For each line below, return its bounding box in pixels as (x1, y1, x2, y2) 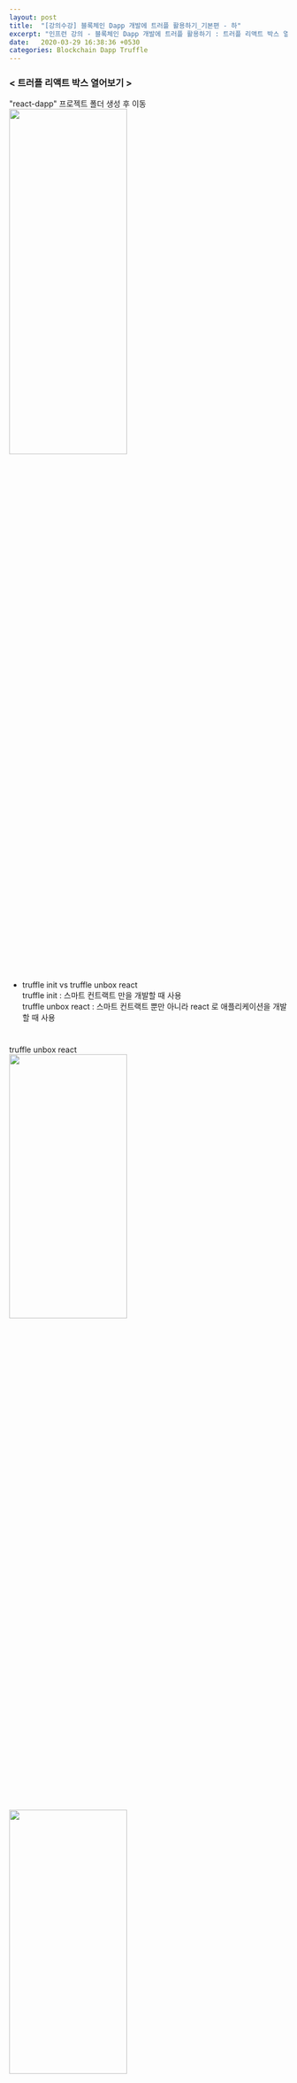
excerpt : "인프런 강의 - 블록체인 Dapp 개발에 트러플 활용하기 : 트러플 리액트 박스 (9, 29, 280, 38)
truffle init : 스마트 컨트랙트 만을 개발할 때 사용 (21, 990, 182, 1001)
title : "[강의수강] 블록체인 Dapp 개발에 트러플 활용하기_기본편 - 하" (9, 21, 241, 30)
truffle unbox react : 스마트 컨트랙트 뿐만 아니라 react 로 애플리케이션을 (21, 1002, 271, 1012)
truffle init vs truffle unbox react (21, 980, 138, 990)
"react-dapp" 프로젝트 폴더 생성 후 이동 (9, 98, 147, 109)
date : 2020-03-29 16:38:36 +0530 (9, 37, 141, 47)
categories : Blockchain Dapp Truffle (9, 46, 148, 55)
